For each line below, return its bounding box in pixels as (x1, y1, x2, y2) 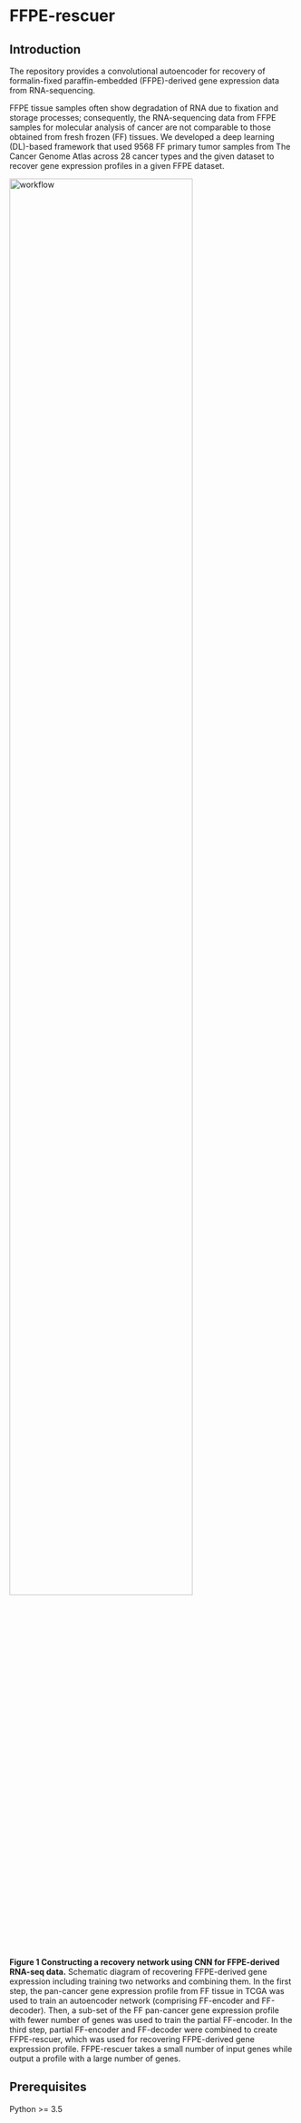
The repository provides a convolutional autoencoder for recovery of (9, 65, 266, 76)
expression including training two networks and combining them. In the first (9, 1976, 292, 1987)
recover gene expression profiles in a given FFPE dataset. (9, 161, 225, 171)
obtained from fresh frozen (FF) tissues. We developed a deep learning (9, 132, 275, 142)
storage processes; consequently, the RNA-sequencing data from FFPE (9, 113, 277, 123)
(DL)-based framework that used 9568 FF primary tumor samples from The (9, 142, 291, 152)
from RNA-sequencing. (9, 85, 96, 95)
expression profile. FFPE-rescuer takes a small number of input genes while (9, 2044, 293, 2054)
